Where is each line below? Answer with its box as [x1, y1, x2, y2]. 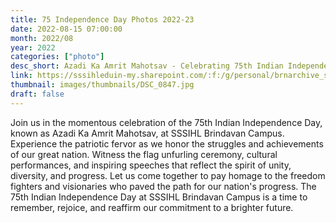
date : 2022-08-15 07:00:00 [10, 24, 123, 34]
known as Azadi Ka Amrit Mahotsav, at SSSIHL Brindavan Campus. [10, 127, 285, 139]
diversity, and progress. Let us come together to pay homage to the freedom [10, 169, 326, 181]
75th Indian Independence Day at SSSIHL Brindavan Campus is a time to [10, 191, 308, 203]
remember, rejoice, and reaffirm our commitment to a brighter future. [10, 201, 294, 213]
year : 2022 [10, 42, 56, 53]
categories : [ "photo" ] [10, 52, 105, 62]
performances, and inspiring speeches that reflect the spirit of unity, [10, 159, 292, 171]
